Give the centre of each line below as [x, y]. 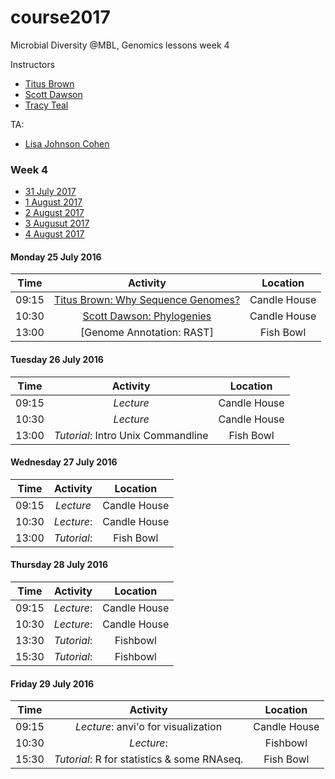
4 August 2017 [54, 234]
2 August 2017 [54, 213]
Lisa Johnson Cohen [67, 143]
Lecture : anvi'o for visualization [149, 727]
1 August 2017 [53, 202]
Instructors [33, 64]
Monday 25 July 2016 [56, 257]
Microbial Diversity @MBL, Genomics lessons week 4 [120, 45]
